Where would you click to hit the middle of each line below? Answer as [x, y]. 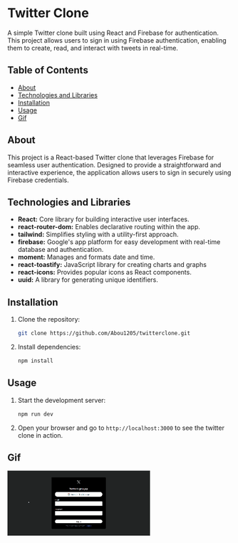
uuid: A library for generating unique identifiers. [88, 280]
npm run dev [35, 414]
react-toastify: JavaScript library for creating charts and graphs [112, 265]
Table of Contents [48, 70]
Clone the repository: [49, 320]
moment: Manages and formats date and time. [86, 257]
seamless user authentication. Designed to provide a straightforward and [114, 164]
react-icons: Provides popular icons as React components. [105, 273]
